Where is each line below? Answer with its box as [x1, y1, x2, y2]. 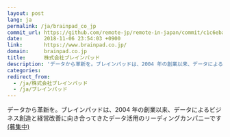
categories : [7, 67, 41, 74]
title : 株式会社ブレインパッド [7, 55, 101, 61]
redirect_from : [7, 73, 51, 80]
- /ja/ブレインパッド [13, 86, 68, 93]
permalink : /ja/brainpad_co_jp [7, 22, 97, 29]
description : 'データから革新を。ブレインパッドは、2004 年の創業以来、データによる [7, 61, 224, 67]
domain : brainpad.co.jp [7, 48, 88, 55]
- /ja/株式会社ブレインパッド [13, 80, 88, 87]
